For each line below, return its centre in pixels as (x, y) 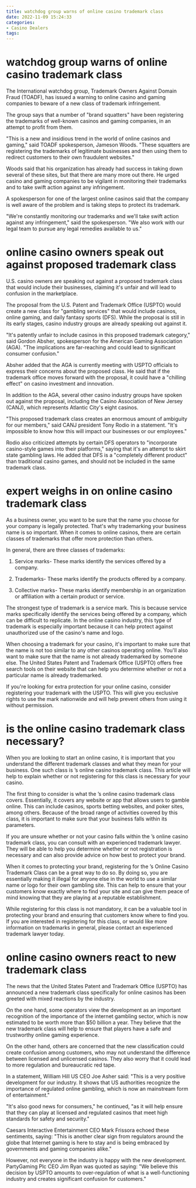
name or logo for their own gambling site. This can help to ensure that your (96, 885)
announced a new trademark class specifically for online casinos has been (96, 992)
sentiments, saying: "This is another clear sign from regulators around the (95, 1136)
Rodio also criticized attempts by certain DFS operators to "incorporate (92, 442)
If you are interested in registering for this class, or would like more (87, 921)
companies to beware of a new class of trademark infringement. (83, 104)
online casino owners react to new (91, 957)
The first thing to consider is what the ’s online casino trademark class (90, 794)
